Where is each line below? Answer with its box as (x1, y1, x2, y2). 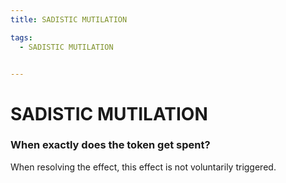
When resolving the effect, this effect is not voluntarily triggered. (10, 161, 277, 173)
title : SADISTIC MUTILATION (10, 14, 128, 25)
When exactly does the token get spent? (10, 138, 211, 152)
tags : (10, 32, 33, 43)
